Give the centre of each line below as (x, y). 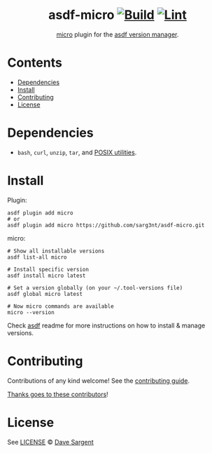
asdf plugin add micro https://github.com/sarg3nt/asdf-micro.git (106, 225)
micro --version (31, 312)
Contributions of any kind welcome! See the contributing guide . (99, 380)
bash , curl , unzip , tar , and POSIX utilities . (77, 152)
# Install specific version (48, 269)
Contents (35, 63)
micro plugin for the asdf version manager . (118, 34)
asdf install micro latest (47, 276)
